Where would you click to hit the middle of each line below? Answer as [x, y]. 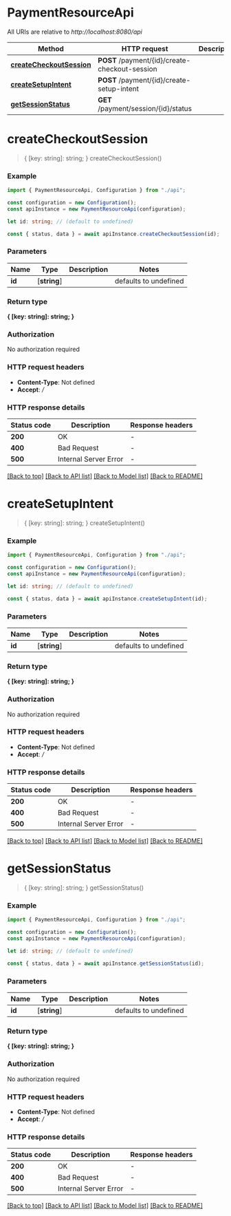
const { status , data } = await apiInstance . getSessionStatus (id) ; [106, 963]
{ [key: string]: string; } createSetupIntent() [85, 523]
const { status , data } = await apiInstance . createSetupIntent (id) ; [107, 599]
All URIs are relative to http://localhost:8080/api [75, 32]
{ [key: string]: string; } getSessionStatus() [84, 888]
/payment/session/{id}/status [145, 108]
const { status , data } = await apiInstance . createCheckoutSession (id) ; [113, 234]
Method [51, 48]
